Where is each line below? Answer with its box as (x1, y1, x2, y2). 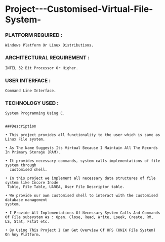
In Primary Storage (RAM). (5, 150, 61, 155)
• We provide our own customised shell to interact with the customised (5, 193, 158, 198)
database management (5, 197, 48, 202)
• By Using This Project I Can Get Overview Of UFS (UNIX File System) (5, 228, 156, 233)
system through (5, 163, 37, 168)
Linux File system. (5, 137, 45, 142)
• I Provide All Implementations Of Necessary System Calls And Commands (5, 210, 161, 216)
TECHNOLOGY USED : (5, 100, 59, 106)
